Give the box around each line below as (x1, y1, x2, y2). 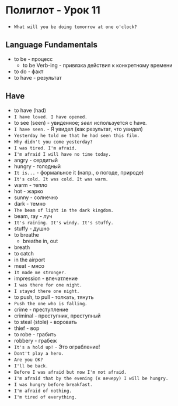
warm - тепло (13, 181, 48, 188)
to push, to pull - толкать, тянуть (13, 294, 94, 301)
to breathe (13, 231, 39, 238)
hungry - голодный (13, 162, 61, 170)
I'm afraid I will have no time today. (13, 151, 111, 157)
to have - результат (13, 74, 62, 81)
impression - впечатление (13, 275, 78, 282)
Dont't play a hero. (13, 350, 64, 356)
